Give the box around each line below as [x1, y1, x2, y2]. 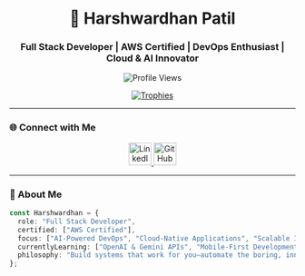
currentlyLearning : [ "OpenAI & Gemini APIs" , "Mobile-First [17, 242, 250, 251]
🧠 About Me [9, 188, 63, 201]
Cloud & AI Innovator [105, 52, 200, 64]
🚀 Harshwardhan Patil [69, 8, 236, 29]
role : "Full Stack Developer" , [17, 217, 136, 226]
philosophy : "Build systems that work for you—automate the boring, [17, 251, 282, 260]
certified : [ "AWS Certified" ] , [17, 225, 136, 234]
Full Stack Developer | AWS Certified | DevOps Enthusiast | [20, 41, 285, 54]
